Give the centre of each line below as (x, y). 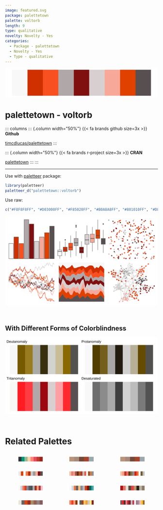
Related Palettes (39, 442)
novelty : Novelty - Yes (29, 36)
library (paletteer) (25, 185)
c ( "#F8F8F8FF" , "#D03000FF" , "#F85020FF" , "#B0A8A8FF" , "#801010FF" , (77, 209)
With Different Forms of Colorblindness (66, 328)
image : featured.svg (26, 10)
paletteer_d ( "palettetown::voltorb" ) (43, 191)
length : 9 (15, 26)
